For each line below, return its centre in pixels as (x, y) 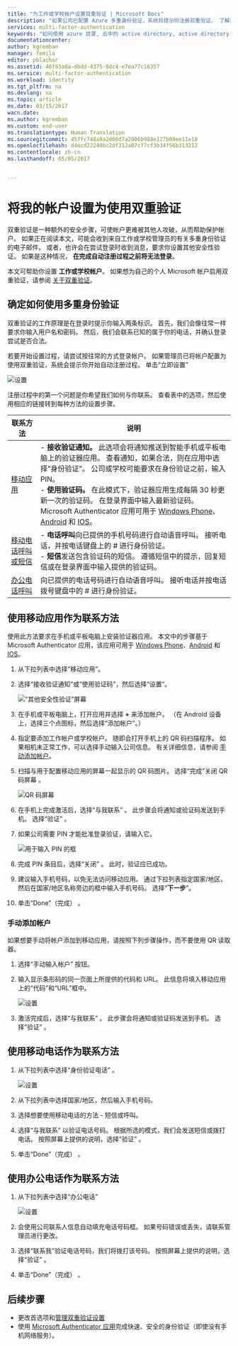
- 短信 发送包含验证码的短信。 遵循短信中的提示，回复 (130, 556)
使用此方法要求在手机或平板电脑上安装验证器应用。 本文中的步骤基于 (107, 636)
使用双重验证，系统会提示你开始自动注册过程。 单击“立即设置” (98, 364)
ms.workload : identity (41, 80)
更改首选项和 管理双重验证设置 (61, 1318)
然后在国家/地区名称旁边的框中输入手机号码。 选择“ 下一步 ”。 (106, 888)
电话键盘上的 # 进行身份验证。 (119, 545)
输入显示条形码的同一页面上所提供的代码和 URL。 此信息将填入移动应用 (122, 979)
